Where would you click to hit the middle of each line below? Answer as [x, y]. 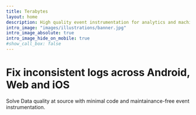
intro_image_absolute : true [40, 33]
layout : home [22, 17]
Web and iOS [38, 85]
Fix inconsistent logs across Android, [98, 73]
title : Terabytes [27, 11]
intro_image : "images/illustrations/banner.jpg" [66, 28]
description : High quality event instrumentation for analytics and [91, 22]
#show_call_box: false [34, 44]
